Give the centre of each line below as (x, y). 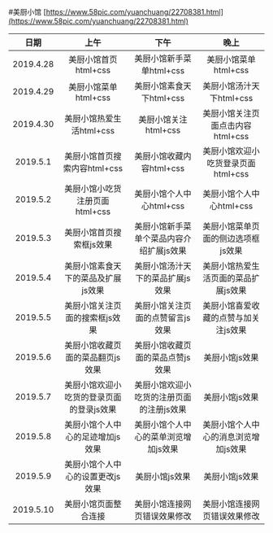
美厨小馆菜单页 (231, 226)
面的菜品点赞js (163, 358)
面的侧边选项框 (231, 238)
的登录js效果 (93, 409)
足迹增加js (101, 437)
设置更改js (101, 476)
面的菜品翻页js (93, 358)
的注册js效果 (163, 409)
